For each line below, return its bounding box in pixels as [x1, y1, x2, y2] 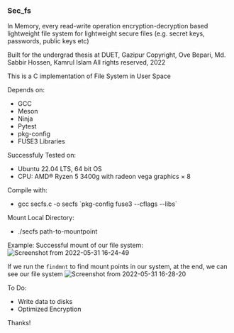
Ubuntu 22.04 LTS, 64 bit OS [17, 165, 103, 173]
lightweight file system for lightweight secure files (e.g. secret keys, [7, 29, 205, 38]
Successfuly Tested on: [7, 151, 77, 160]
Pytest [17, 122, 37, 131]
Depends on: [7, 86, 45, 94]
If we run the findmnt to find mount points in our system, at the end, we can [7, 262, 228, 271]
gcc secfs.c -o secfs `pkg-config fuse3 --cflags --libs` [17, 200, 177, 208]
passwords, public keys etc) [7, 37, 90, 45]
